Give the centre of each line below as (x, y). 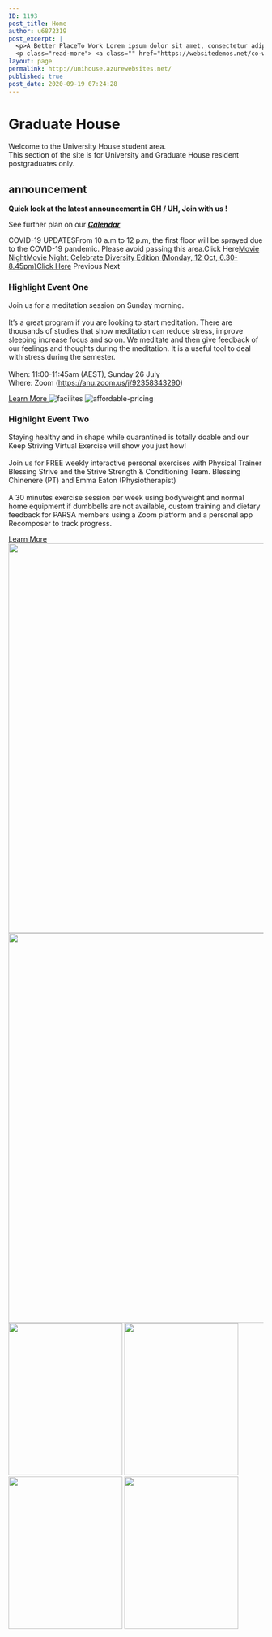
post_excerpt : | (36, 39)
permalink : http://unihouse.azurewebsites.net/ (90, 69)
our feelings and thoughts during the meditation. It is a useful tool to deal (130, 348)
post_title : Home (38, 24)
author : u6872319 (38, 31)
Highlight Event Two (49, 419)
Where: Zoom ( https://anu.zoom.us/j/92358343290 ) (96, 382)
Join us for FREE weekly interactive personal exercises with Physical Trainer (135, 463)
